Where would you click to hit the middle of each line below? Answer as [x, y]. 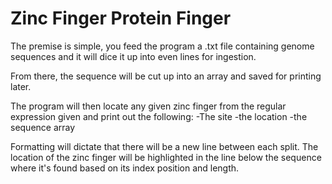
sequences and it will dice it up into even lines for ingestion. [133, 56]
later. [21, 86]
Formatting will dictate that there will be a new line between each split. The [164, 146]
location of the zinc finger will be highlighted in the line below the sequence [166, 157]
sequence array [43, 127]
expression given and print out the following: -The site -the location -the [159, 116]
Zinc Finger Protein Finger [121, 18]
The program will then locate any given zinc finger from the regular [148, 106]
